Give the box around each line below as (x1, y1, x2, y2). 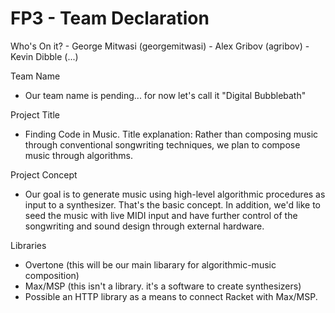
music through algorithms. (24, 149, 134, 161)
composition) (24, 269, 80, 281)
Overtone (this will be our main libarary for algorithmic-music (24, 258, 277, 271)
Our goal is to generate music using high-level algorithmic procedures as (24, 188, 326, 200)
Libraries (10, 239, 47, 251)
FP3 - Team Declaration (10, 7, 210, 30)
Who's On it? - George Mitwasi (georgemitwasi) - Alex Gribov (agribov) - (10, 40, 310, 52)
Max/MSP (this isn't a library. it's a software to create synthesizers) (24, 280, 302, 292)
